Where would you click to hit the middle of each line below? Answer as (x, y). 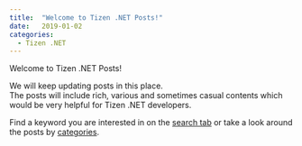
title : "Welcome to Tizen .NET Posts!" (87, 18)
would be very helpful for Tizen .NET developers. (101, 105)
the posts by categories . (55, 132)
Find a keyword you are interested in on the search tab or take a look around (151, 123)
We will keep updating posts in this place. (87, 86)
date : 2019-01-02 (46, 26)
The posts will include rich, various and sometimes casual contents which (146, 96)
